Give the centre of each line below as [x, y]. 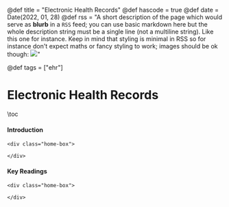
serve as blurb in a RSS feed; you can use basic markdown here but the [107, 24]
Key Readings [27, 171]
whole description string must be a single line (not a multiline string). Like [110, 31]
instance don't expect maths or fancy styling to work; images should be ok [112, 46]
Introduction [25, 130]
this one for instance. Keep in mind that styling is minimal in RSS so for [107, 39]
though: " [24, 54]
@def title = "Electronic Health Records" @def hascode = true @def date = [113, 10]
